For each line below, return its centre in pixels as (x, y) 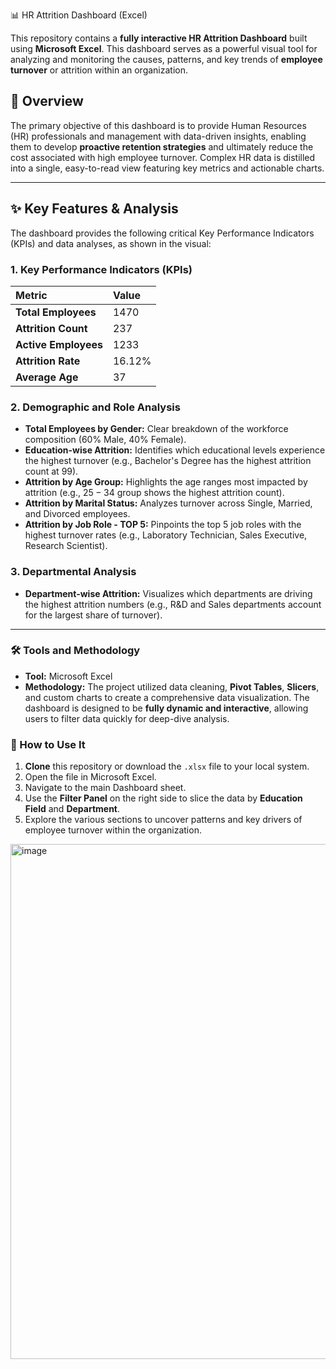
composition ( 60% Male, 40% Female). (105, 440)
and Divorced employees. (77, 514)
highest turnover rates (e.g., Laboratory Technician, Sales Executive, (166, 535)
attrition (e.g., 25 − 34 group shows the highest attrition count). (154, 493)
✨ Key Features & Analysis (94, 209)
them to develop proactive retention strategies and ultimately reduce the (162, 146)
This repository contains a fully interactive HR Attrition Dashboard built (159, 38)
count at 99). (51, 471)
